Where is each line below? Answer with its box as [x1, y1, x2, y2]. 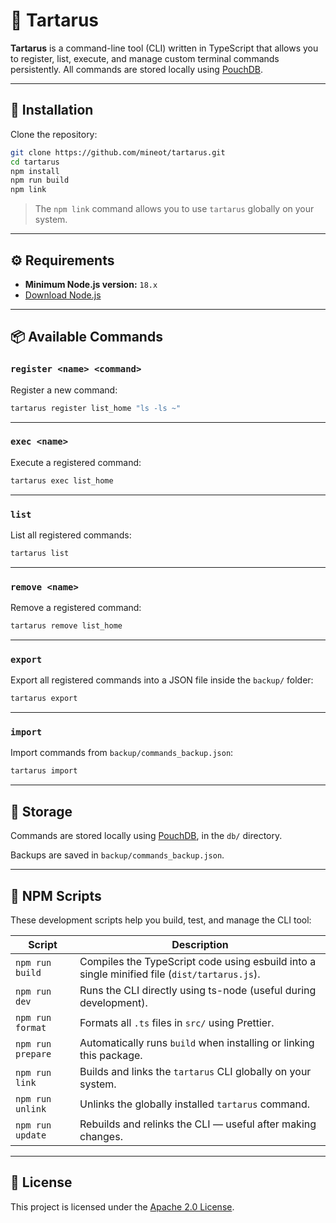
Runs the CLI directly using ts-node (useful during [79, 983, 317, 997]
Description [171, 937, 229, 951]
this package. [79, 1048, 143, 1062]
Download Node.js [24, 289, 102, 301]
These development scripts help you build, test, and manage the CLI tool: [10, 914, 312, 926]
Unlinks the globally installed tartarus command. [79, 1097, 311, 1111]
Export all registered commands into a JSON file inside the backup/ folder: [10, 674, 314, 686]
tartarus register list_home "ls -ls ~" [10, 403, 182, 413]
